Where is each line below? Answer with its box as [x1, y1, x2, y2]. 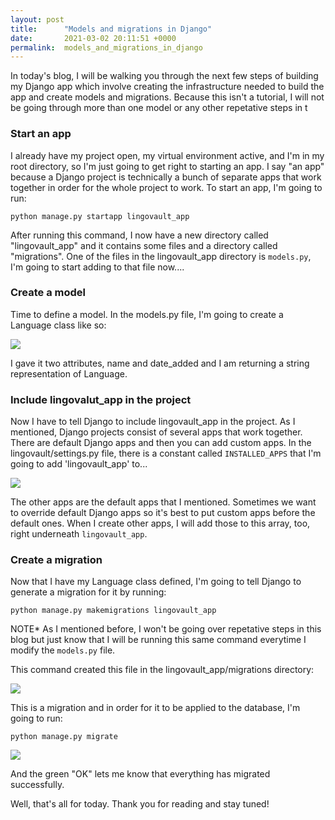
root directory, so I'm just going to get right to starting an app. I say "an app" [10, 160, 325, 172]
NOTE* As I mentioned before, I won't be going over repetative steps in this [10, 623, 322, 635]
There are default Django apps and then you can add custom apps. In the [10, 437, 312, 449]
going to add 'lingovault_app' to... [10, 458, 148, 470]
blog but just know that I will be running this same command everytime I [10, 634, 307, 646]
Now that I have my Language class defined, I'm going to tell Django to [10, 576, 302, 588]
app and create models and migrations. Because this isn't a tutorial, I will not [10, 91, 325, 103]
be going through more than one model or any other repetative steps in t [10, 102, 308, 114]
